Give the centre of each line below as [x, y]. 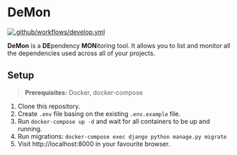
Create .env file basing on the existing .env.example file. [99, 113]
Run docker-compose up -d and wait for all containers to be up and [114, 121]
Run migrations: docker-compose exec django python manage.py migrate [122, 136]
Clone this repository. [49, 106]
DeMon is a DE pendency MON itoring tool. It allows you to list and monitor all [119, 45]
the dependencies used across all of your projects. [81, 53]
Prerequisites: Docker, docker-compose [84, 92]
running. [30, 129]
